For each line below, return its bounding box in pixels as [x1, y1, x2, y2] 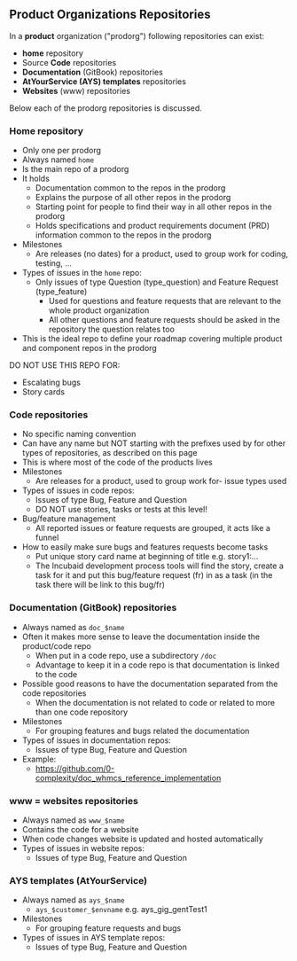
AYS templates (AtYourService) [9, 874, 148, 887]
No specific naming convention [21, 429, 137, 440]
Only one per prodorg [21, 145, 102, 156]
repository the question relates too [48, 324, 176, 335]
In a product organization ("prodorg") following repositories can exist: [9, 30, 264, 41]
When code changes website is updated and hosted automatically [21, 833, 263, 844]
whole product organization [48, 305, 150, 316]
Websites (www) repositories [21, 85, 131, 96]
